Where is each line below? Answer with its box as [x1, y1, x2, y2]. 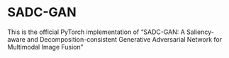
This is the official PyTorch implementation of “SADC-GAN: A [7, 28, 186, 36]
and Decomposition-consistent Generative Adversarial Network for [27, 35, 222, 43]
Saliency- [186, 28, 214, 36]
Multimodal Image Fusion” [7, 42, 84, 51]
